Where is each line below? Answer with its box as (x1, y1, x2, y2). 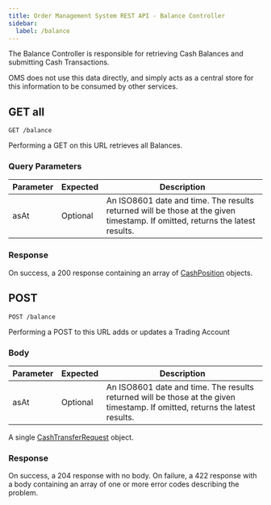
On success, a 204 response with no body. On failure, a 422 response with (8, 471, 257, 481)
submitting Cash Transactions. (8, 57, 110, 67)
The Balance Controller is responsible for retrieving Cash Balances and (8, 49, 244, 59)
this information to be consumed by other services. (8, 81, 178, 91)
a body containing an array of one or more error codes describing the (8, 479, 240, 489)
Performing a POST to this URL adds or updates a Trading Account (8, 327, 230, 336)
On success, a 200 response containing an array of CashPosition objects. (8, 268, 253, 278)
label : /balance (15, 27, 70, 35)
